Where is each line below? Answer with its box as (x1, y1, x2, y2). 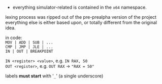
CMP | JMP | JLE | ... (5, 45, 53, 50)
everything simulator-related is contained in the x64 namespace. (12, 5, 147, 10)
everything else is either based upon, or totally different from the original (5, 20, 157, 25)
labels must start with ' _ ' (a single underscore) (5, 73, 104, 79)
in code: (5, 35, 22, 40)
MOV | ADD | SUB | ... (5, 40, 53, 45)
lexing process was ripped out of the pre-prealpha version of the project (5, 14, 156, 20)
